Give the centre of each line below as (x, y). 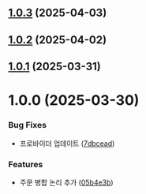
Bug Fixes (28, 125)
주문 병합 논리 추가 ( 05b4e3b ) (66, 182)
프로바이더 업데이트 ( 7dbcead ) (67, 143)
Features (26, 164)
